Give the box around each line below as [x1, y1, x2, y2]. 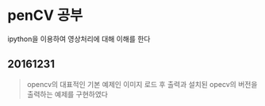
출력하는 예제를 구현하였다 [26, 89, 109, 99]
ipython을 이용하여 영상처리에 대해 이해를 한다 [7, 34, 151, 44]
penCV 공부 [7, 6, 83, 25]
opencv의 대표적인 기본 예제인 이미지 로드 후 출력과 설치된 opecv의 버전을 [26, 79, 258, 89]
